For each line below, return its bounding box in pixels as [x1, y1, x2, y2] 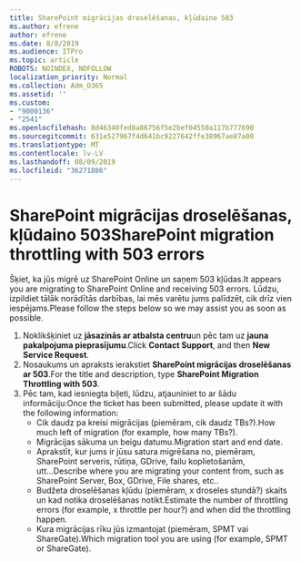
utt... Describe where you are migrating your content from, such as [35, 465, 285, 476]
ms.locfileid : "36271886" [9, 166, 107, 175]
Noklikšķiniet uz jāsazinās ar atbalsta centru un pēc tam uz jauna [22, 330, 269, 342]
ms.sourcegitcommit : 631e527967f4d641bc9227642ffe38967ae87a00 [9, 132, 255, 141]
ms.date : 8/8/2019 [9, 38, 79, 48]
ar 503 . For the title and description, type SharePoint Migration [22, 369, 259, 380]
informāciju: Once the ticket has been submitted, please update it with [22, 398, 284, 409]
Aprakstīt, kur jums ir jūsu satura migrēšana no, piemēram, [35, 446, 256, 457]
